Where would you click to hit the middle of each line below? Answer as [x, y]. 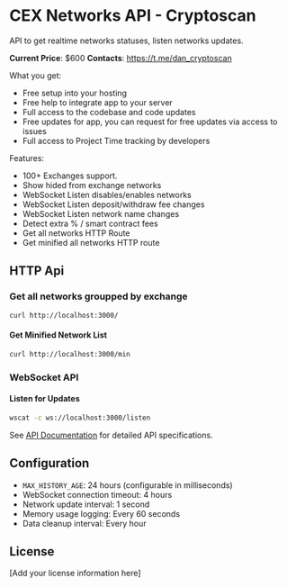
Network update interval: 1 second [86, 504]
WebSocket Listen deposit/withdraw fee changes [113, 204]
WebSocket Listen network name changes [101, 213]
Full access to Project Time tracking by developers [116, 140]
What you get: [36, 75]
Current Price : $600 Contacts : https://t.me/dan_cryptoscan [121, 58]
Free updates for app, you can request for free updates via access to [150, 122]
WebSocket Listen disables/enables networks [107, 194]
